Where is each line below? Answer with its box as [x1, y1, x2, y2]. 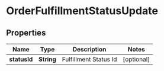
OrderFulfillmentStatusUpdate [6, 4, 159, 18]
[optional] [123, 55, 150, 63]
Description [72, 46, 107, 53]
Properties [6, 28, 46, 38]
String [38, 55, 56, 63]
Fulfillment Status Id [62, 55, 117, 63]
